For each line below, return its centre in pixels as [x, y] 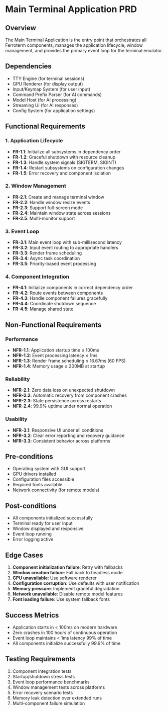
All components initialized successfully [52, 518]
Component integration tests [42, 671]
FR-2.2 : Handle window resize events [51, 202]
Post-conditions [31, 506]
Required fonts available [37, 485]
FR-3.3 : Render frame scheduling [47, 253]
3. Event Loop [22, 231]
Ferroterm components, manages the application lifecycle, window [74, 45]
